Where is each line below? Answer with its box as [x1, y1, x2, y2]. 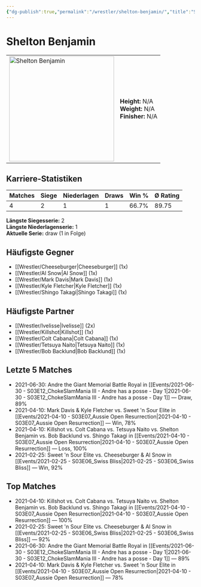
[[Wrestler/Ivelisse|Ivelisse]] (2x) [14, 322, 96, 329]
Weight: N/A [120, 105, 155, 113]
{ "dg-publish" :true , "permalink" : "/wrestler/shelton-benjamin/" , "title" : [6, 8, 191, 15]
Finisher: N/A [120, 112, 158, 120]
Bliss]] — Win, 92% [14, 464, 63, 471]
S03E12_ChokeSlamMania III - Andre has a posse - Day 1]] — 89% [26, 555, 190, 562]
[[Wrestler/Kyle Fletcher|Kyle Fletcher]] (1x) [14, 282, 122, 290]
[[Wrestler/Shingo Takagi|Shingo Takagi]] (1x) [14, 289, 127, 296]
